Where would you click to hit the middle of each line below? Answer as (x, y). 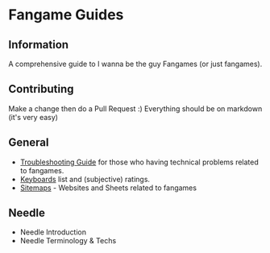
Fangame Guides (66, 15)
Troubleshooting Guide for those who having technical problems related (139, 162)
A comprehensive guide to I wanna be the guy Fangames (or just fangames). (135, 64)
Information (39, 45)
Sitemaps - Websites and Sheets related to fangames (108, 188)
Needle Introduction (53, 232)
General (29, 143)
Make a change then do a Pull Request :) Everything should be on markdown (135, 108)
